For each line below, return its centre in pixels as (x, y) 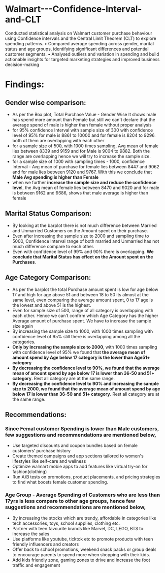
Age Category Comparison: (48, 277)
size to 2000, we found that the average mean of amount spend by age (86, 389)
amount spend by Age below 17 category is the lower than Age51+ (81, 357)
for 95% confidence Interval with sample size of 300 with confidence (82, 130)
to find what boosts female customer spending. (60, 482)
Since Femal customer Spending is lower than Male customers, (82, 428)
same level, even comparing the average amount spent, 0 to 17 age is (82, 300)
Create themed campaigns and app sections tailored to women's (78, 456)
